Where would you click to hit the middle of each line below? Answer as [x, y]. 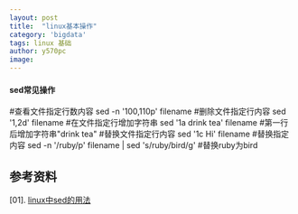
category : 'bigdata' [48, 34]
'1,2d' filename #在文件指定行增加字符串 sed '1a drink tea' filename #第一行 [149, 123]
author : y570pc [38, 51]
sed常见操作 [33, 89]
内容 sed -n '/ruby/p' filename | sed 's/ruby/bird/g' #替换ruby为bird [134, 145]
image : [22, 60]
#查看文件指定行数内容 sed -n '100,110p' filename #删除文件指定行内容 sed [148, 112]
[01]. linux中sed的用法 [50, 200]
